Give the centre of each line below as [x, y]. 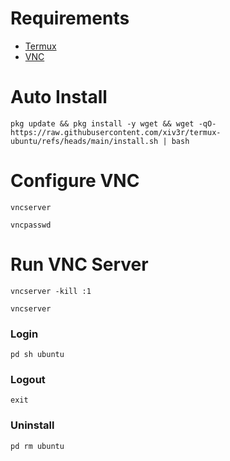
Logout [28, 379]
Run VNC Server [79, 264]
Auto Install [59, 97]
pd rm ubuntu [37, 446]
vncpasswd [31, 225]
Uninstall [32, 425]
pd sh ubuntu [37, 355]
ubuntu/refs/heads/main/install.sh [84, 141]
